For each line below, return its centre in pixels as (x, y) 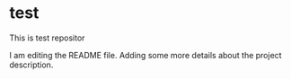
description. (31, 65)
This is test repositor (47, 38)
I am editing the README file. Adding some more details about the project (145, 55)
